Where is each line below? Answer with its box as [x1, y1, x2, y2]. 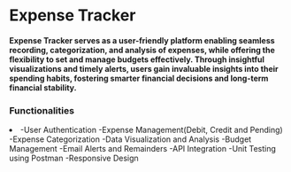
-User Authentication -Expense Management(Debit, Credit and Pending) [20, 125, 283, 136]
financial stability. [9, 82, 77, 93]
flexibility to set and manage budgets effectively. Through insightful [9, 54, 265, 65]
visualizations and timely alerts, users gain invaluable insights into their [9, 63, 279, 74]
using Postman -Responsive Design [9, 152, 139, 164]
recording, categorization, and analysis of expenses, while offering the [9, 44, 276, 55]
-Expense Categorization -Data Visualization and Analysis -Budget [9, 134, 252, 145]
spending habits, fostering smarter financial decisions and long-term [9, 73, 269, 83]
